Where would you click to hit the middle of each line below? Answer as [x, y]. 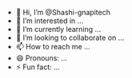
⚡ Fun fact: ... [38, 67]
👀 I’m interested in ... [50, 21]
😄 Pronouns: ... [42, 58]
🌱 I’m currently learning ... [58, 29]
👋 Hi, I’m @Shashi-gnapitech [63, 12]
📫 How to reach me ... [53, 47]
